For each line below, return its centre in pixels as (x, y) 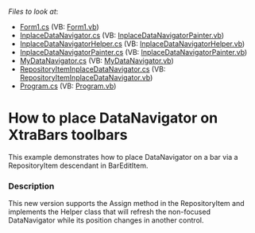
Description (31, 186)
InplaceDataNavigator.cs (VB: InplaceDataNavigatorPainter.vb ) (122, 35)
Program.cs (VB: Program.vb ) (68, 86)
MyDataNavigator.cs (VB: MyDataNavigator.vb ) (97, 60)
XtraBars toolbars (68, 135)
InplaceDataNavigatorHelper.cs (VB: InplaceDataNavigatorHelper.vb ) (132, 44)
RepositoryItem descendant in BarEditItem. (78, 165)
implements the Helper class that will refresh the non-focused (109, 212)
